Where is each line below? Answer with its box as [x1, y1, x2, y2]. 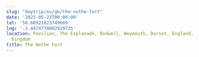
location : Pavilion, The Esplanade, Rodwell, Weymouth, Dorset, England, [6, 31, 194, 37]
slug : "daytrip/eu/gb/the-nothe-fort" [6, 8, 103, 15]
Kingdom [11, 36, 31, 42]
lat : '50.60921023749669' [6, 20, 71, 26]
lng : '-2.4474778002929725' [6, 25, 76, 31]
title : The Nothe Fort [6, 42, 63, 48]
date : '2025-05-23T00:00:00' [6, 14, 79, 20]
